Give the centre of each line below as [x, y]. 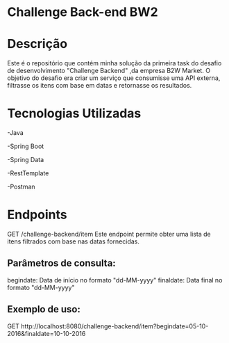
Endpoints [37, 215]
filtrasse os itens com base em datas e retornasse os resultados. [100, 86]
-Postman [22, 187]
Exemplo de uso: [44, 309]
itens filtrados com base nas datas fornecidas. [74, 241]
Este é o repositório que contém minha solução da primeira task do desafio [114, 63]
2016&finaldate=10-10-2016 [46, 333]
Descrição [37, 44]
